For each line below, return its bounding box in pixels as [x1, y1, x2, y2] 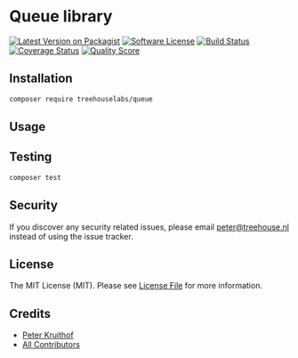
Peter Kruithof [21, 330, 74, 340]
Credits [9, 305, 52, 321]
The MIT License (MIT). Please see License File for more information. [9, 281, 262, 291]
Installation [9, 71, 73, 86]
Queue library [9, 6, 113, 27]
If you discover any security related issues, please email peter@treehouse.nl [9, 221, 289, 232]
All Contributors [21, 339, 80, 350]
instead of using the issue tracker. [9, 231, 133, 241]
